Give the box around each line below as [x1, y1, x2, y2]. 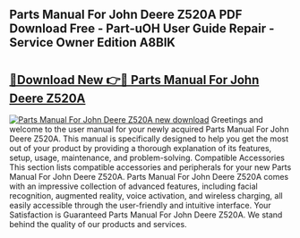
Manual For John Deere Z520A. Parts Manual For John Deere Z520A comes [9, 172, 289, 182]
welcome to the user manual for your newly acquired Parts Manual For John [9, 124, 289, 134]
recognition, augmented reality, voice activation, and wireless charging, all [9, 191, 284, 200]
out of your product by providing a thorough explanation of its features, [9, 143, 272, 153]
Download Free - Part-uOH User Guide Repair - [9, 21, 275, 37]
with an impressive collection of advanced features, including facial [9, 181, 258, 191]
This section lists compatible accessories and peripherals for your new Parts [9, 162, 292, 173]
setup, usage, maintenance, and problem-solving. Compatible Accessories [9, 152, 285, 163]
